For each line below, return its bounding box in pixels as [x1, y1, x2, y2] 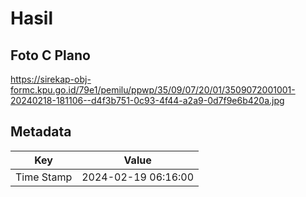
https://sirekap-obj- [10, 73, 92, 85]
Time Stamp [15, 170, 73, 184]
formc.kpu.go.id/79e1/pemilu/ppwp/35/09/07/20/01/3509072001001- [10, 84, 296, 96]
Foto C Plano [10, 47, 91, 64]
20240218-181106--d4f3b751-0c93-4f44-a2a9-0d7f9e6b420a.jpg [10, 95, 285, 106]
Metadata [10, 123, 72, 141]
